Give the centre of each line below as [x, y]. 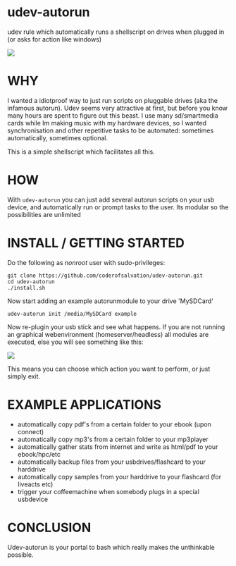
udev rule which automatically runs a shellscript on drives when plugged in [116, 32]
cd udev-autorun [31, 282]
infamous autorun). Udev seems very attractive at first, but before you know [117, 108]
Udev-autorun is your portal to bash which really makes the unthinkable [111, 547]
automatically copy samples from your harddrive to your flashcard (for [119, 476]
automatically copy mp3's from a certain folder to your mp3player [113, 439]
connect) [31, 431]
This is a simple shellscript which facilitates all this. [81, 152]
